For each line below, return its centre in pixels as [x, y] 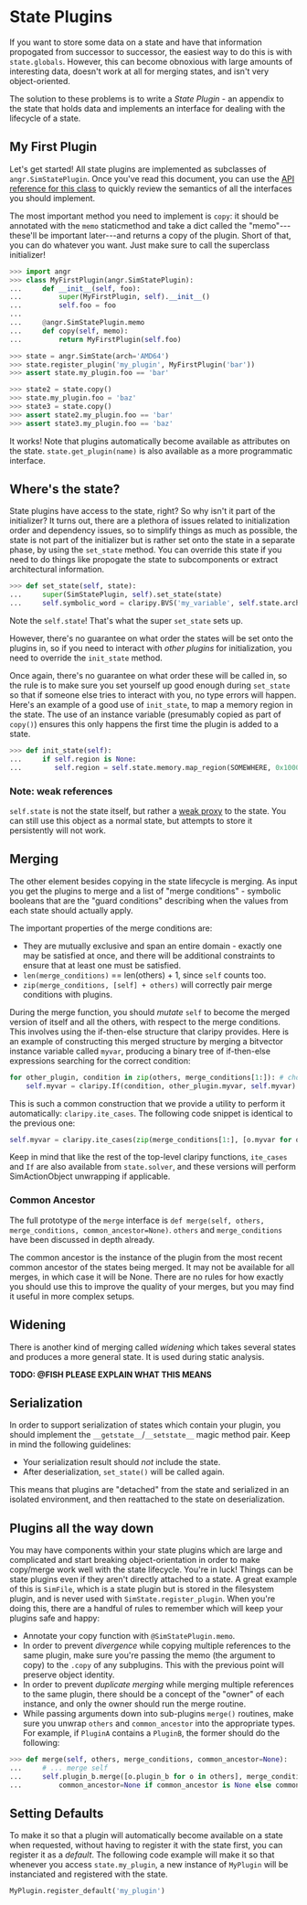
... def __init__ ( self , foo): [75, 289]
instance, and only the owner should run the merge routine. [134, 1704]
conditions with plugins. [67, 994]
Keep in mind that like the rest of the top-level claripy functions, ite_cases [148, 1157]
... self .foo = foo [63, 305]
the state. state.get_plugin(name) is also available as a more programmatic [151, 451]
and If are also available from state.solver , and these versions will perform [153, 1167]
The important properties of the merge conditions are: [111, 928]
